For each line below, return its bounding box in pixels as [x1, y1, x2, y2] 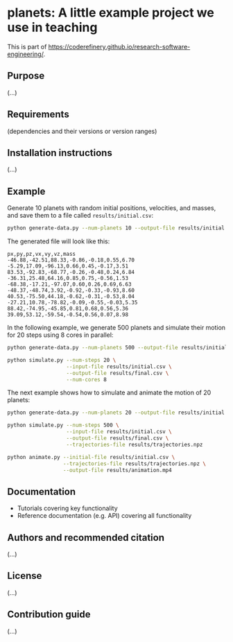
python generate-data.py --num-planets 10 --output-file [7, 225, 175, 232]
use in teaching [7, 19, 98, 35]
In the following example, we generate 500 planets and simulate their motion [7, 324, 226, 332]
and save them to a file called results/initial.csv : [7, 211, 154, 220]
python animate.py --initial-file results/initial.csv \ [7, 453, 175, 460]
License [7, 570, 42, 582]
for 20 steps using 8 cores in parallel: [7, 331, 114, 339]
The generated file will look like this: [7, 237, 110, 245]
